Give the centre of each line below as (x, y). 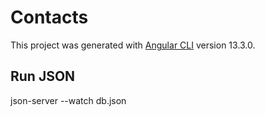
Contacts (49, 17)
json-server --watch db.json (68, 100)
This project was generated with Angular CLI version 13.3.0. (133, 45)
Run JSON (43, 76)
